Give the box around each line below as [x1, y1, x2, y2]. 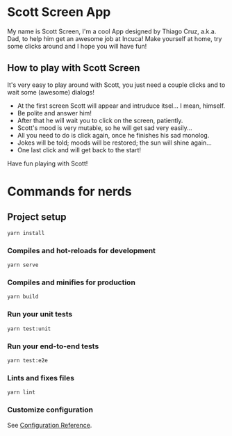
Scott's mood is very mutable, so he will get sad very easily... [17, 123, 192, 132]
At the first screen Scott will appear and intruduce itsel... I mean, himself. [17, 102, 226, 110]
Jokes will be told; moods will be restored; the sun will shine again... [17, 138, 212, 147]
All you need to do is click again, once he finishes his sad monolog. [17, 131, 210, 139]
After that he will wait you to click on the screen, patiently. [17, 116, 183, 124]
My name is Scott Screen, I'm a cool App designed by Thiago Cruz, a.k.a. [7, 27, 217, 35]
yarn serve [7, 261, 39, 268]
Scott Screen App [7, 4, 111, 20]
